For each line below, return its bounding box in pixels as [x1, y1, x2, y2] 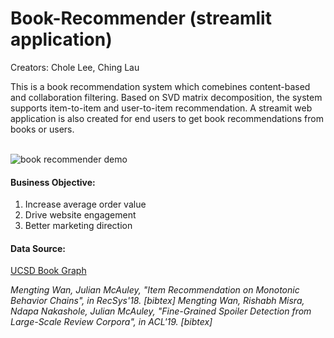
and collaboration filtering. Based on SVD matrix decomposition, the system [10, 91, 323, 103]
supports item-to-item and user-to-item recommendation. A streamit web [10, 102, 313, 114]
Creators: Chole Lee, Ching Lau [10, 61, 140, 73]
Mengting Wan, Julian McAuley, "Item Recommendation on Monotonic [10, 284, 300, 296]
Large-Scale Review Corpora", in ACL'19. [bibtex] [10, 316, 213, 328]
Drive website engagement [24, 209, 137, 221]
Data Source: [10, 242, 66, 254]
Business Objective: [10, 176, 96, 188]
